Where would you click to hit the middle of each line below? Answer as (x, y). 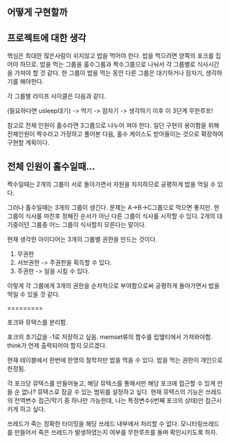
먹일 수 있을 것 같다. (34, 294)
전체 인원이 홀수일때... (51, 166)
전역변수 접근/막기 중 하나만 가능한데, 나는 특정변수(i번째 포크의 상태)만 (109, 400)
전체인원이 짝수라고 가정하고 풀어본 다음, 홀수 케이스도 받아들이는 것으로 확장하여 (115, 134)
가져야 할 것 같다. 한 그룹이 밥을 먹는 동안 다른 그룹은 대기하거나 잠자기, (109, 73)
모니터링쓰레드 (200, 424)
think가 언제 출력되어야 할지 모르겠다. (57, 345)
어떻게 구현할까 (37, 12)
